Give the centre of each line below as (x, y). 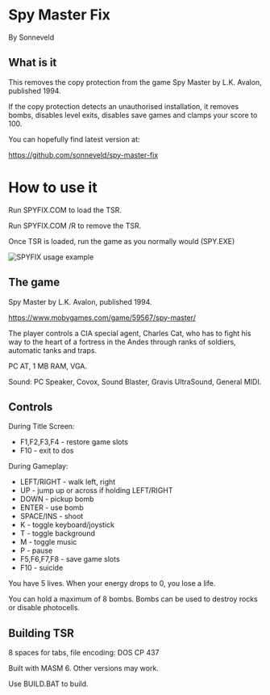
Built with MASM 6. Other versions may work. (83, 668)
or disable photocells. (44, 608)
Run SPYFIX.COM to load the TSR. (65, 210)
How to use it (53, 187)
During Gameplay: (38, 466)
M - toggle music (48, 542)
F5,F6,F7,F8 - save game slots (70, 559)
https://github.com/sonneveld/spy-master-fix (83, 154)
